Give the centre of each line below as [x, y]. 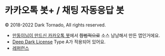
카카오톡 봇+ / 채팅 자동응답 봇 [65, 10]
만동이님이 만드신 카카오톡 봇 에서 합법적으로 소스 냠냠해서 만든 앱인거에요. [86, 35]
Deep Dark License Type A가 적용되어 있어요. [59, 42]
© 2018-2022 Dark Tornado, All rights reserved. [55, 25]
